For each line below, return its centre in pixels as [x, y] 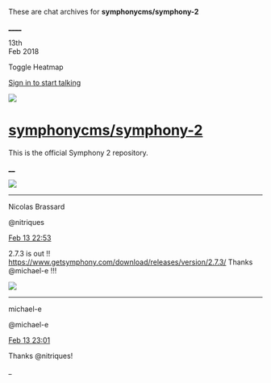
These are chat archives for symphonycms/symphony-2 [104, 12]
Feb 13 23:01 [29, 340]
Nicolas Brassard [37, 206]
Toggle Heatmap [36, 67]
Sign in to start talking [45, 83]
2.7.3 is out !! [29, 253]
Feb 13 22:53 [30, 238]
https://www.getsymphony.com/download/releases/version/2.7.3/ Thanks [131, 262]
